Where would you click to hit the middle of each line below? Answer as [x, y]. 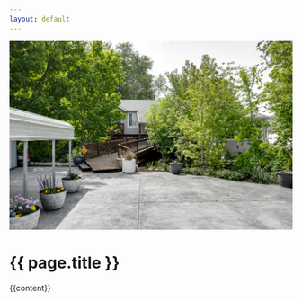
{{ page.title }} [65, 263]
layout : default [40, 19]
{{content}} [30, 288]
